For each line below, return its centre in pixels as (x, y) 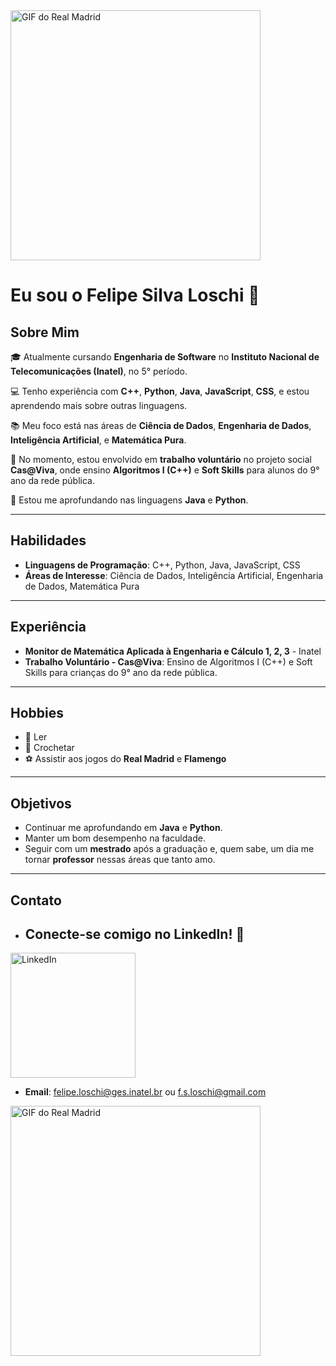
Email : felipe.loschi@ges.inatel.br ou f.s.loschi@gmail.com (145, 1092)
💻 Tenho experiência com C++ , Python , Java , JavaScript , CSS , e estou (160, 391)
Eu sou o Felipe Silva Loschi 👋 (135, 295)
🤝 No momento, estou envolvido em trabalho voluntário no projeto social (161, 459)
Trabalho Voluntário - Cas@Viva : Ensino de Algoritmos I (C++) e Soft (168, 661)
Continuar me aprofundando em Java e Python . (123, 828)
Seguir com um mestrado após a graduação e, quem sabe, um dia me (169, 849)
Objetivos (41, 803)
